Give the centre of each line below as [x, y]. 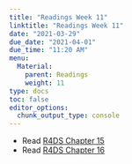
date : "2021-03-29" [45, 34]
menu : [19, 58]
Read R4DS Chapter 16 [63, 150]
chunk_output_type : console [69, 116]
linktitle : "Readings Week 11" [66, 26]
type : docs [29, 91]
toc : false [29, 99]
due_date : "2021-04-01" [53, 42]
